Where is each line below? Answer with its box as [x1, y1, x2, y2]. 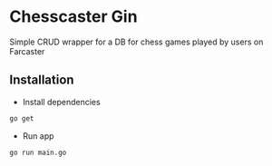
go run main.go [9, 148, 67, 157]
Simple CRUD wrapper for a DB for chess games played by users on [9, 36, 264, 47]
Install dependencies [22, 96, 102, 107]
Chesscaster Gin [9, 6, 138, 27]
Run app [22, 130, 54, 142]
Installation [9, 73, 74, 88]
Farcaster [9, 45, 45, 56]
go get [9, 113, 34, 123]
